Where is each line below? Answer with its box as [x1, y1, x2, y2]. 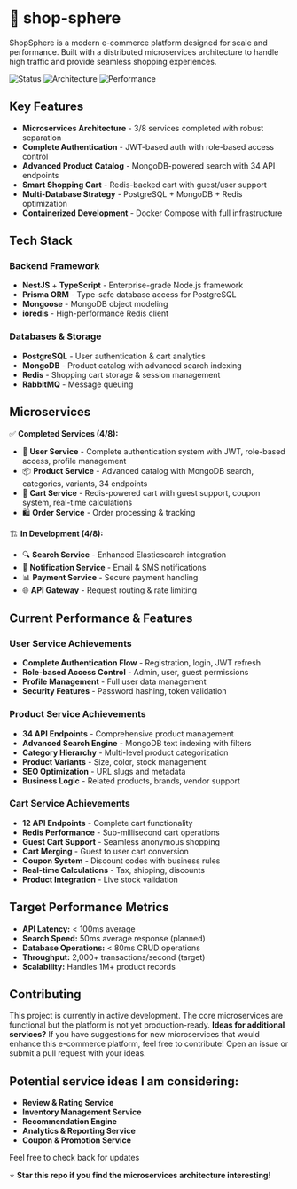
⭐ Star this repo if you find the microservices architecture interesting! [9, 1170, 271, 1181]
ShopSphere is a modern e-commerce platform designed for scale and [9, 37, 268, 48]
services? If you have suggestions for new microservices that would [9, 1029, 260, 1040]
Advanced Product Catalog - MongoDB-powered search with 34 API [21, 160, 276, 171]
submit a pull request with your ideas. [9, 1048, 146, 1059]
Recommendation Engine [21, 1116, 117, 1127]
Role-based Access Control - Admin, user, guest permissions [21, 667, 249, 678]
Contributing [9, 987, 82, 1002]
